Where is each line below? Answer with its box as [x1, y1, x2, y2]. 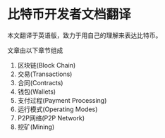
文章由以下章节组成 [7, 46, 63, 54]
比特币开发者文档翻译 [7, 6, 132, 23]
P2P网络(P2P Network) [17, 113, 85, 122]
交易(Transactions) [17, 70, 73, 78]
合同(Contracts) [17, 78, 63, 87]
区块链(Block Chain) [17, 61, 76, 69]
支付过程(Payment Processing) [17, 96, 107, 104]
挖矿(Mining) [17, 123, 55, 131]
